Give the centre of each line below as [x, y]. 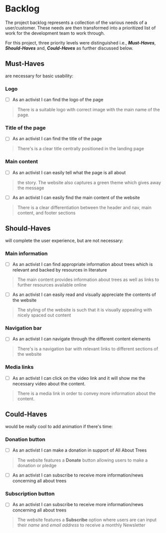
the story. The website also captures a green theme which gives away [89, 182]
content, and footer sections [46, 213]
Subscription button [30, 494]
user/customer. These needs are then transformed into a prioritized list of [81, 27]
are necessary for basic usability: [39, 76]
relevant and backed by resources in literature [60, 270]
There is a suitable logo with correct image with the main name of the [89, 110]
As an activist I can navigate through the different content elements [82, 339]
